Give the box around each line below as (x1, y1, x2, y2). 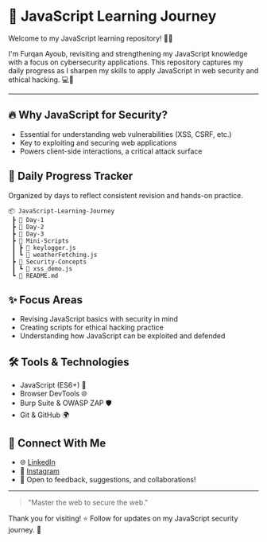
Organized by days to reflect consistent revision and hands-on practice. (8, 190, 244, 200)
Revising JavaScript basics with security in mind (19, 314, 179, 324)
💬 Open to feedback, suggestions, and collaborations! (19, 475, 196, 484)
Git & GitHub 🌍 (19, 410, 70, 420)
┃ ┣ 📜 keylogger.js (11, 244, 77, 252)
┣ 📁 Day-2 (11, 223, 44, 231)
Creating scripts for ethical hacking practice (19, 322, 164, 333)
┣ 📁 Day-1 (11, 216, 44, 224)
